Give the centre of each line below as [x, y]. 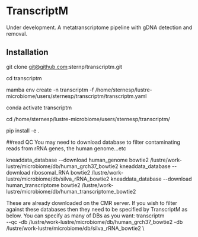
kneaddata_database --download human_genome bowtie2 [78, 160]
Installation [27, 53]
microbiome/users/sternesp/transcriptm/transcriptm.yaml [76, 96]
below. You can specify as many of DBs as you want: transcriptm [85, 216]
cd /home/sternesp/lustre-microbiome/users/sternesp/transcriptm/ [88, 119]
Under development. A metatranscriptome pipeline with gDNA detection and [99, 27]
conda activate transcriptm [39, 108]
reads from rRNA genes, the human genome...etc [66, 148]
